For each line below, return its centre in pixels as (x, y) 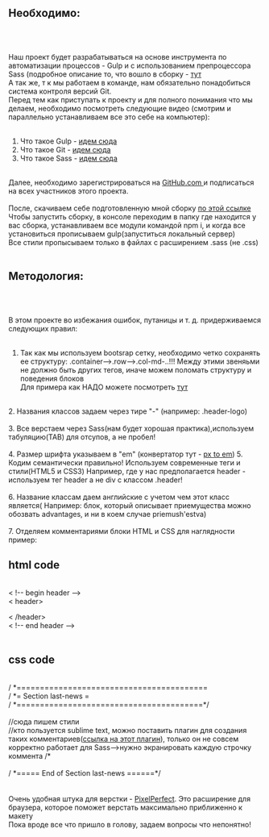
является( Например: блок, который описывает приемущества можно (130, 505)
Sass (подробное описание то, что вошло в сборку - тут (105, 74)
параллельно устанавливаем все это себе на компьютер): (109, 117)
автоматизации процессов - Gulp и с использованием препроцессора (130, 65)
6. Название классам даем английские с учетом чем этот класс (119, 497)
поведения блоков (52, 378)
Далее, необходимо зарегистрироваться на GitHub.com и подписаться (131, 182)
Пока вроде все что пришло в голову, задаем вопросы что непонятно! (130, 825)
